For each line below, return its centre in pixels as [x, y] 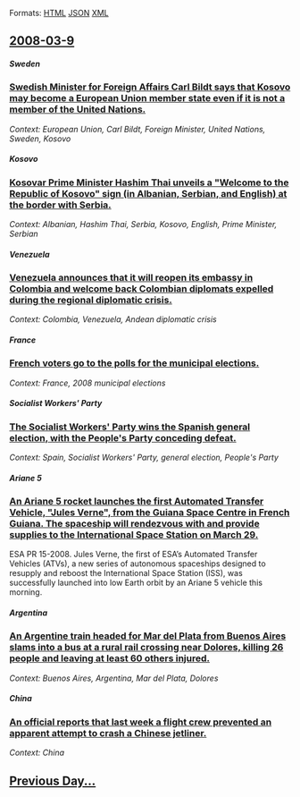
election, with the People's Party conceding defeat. [123, 437]
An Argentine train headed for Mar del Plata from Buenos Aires [148, 636]
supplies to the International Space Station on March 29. [134, 535]
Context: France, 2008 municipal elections [87, 383]
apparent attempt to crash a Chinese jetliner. [108, 733]
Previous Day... [53, 780]
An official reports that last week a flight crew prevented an [141, 722]
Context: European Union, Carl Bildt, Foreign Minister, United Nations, [137, 129]
